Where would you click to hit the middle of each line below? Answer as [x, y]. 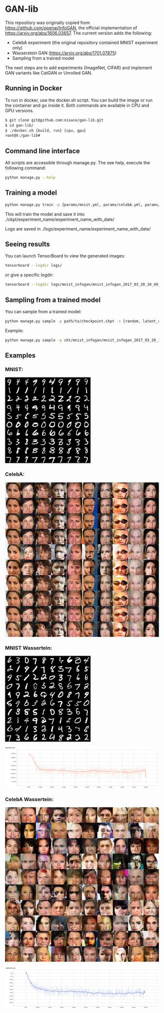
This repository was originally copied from [48, 23]
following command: [26, 168]
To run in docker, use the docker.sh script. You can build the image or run [79, 100]
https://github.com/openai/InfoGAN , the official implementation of [71, 27]
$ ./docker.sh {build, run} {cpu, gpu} [46, 130]
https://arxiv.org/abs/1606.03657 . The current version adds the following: [79, 33]
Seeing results [28, 244]
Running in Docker [34, 89]
